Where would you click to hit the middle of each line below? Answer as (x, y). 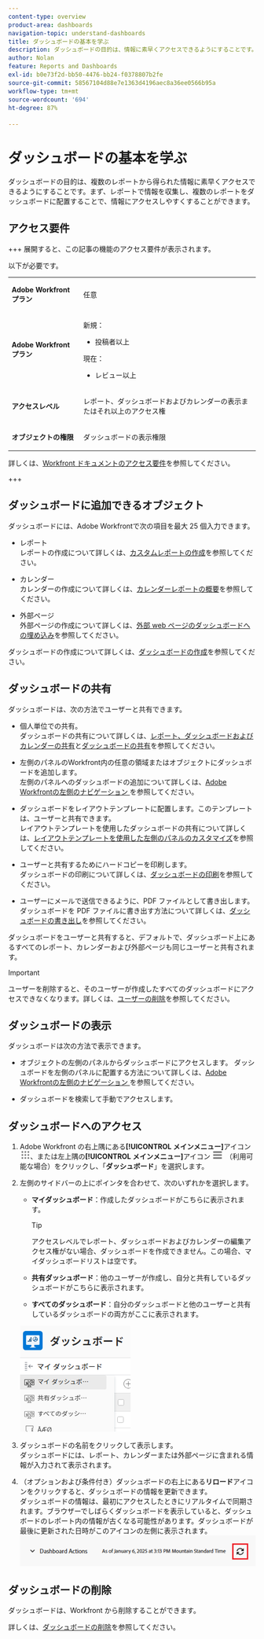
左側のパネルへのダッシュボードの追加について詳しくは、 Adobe (123, 781)
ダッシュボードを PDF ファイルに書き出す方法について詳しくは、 (125, 910)
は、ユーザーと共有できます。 (68, 818)
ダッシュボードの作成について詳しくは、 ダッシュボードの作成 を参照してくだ (132, 652)
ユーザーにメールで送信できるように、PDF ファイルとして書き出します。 (137, 901)
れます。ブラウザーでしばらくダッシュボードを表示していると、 (122, 1511)
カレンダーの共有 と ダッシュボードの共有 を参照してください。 (119, 745)
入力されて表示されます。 (74, 1465)
